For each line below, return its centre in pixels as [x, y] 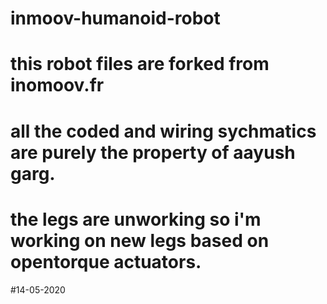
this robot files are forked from [140, 64]
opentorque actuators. [106, 261]
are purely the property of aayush [153, 152]
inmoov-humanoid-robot [115, 18]
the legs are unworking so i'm [136, 219]
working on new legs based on [140, 240]
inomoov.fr [57, 85]
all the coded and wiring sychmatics [163, 131]
